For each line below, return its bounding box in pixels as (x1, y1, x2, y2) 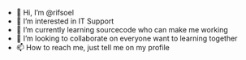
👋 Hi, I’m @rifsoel (15, 8, 75, 17)
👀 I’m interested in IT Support (15, 16, 114, 26)
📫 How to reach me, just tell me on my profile (15, 43, 170, 52)
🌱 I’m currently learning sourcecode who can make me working (15, 25, 229, 34)
